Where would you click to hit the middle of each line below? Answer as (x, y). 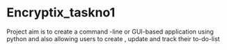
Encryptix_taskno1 (61, 13)
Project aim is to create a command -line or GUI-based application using (110, 32)
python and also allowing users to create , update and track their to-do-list (113, 38)
